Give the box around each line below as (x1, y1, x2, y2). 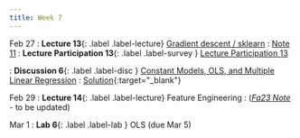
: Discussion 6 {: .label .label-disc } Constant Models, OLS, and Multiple (9, 65, 276, 76)
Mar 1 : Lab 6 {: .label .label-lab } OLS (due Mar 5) (9, 119, 192, 130)
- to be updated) (9, 101, 70, 113)
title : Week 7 (9, 13, 63, 23)
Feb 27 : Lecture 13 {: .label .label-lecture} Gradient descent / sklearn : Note (9, 38, 291, 49)
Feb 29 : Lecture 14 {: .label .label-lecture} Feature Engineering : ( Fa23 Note (9, 92, 291, 103)
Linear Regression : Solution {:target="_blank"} (9, 74, 182, 86)
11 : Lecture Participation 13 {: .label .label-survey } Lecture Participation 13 (9, 47, 289, 59)
